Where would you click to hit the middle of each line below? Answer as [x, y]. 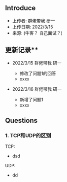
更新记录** [22, 50]
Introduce [20, 8]
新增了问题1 [31, 99]
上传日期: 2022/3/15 [33, 27]
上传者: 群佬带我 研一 [33, 20]
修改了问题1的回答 [38, 73]
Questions [21, 121]
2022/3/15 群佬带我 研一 [37, 63]
